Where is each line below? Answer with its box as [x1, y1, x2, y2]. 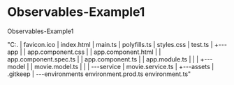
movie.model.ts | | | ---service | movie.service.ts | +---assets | [34, 62, 214, 70]
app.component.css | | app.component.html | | [27, 48, 161, 56]
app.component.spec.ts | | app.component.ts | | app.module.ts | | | [7, 55, 199, 63]
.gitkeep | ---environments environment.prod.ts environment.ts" [7, 70, 191, 78]
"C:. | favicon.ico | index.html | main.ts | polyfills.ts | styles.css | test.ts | [7, 40, 213, 48]
